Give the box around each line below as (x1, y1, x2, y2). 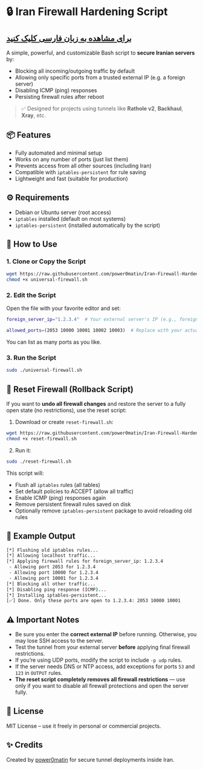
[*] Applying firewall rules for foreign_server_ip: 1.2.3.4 (6, 559, 164, 565)
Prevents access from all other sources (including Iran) (14, 162, 152, 169)
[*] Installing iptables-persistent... (6, 592, 107, 598)
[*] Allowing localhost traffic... (6, 552, 96, 559)
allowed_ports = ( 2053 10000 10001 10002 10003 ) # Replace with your (6, 327, 182, 334)
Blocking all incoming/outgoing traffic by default (14, 67, 135, 75)
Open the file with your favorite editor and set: (6, 304, 121, 312)
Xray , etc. (21, 112, 47, 119)
